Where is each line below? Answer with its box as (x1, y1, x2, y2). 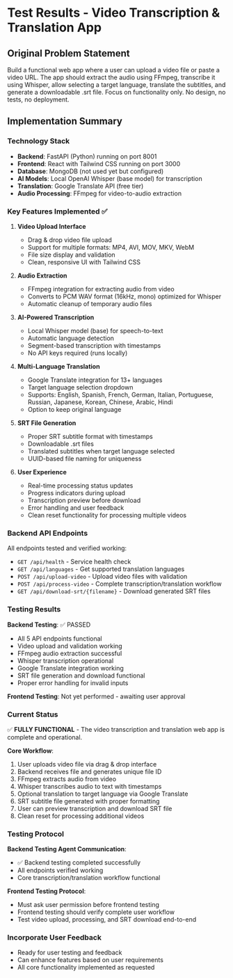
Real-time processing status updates (27, 481, 134, 490)
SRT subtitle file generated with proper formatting (17, 796, 160, 805)
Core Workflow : (7, 746, 54, 755)
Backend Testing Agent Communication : (7, 845, 127, 853)
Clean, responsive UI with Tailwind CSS (27, 257, 141, 266)
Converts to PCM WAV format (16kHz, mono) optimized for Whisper (27, 292, 221, 300)
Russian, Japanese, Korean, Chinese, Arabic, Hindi (27, 398, 173, 406)
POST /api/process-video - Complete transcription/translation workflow (17, 579, 222, 588)
